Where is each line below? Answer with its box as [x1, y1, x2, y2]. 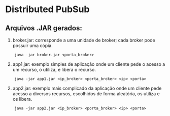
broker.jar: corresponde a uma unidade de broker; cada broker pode [12, 37, 156, 43]
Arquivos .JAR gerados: [5, 24, 82, 32]
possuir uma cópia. [12, 43, 53, 49]
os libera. [12, 96, 32, 102]
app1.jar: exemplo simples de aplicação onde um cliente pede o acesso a [12, 61, 165, 67]
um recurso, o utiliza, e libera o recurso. [12, 67, 96, 72]
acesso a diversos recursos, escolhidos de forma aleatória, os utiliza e [12, 91, 160, 97]
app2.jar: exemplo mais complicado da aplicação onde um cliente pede [12, 85, 162, 91]
